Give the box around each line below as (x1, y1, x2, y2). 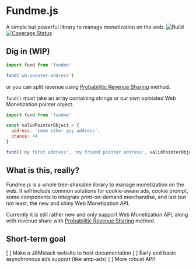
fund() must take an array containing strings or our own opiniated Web (6, 95, 176, 102)
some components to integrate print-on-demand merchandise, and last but (6, 193, 187, 200)
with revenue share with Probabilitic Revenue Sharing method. (6, 217, 156, 224)
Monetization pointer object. (6, 100, 74, 107)
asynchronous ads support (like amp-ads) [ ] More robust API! (6, 256, 156, 263)
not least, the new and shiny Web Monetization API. (6, 200, 130, 207)
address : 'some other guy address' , (11, 128, 100, 134)
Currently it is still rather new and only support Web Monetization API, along (6, 211, 188, 218)
